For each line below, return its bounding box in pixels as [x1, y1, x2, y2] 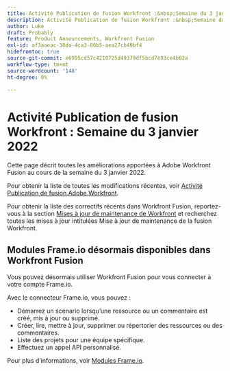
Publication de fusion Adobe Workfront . [7, 189, 119, 198]
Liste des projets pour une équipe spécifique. [16, 336, 145, 344]
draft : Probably [7, 29, 53, 36]
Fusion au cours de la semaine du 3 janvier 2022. [7, 169, 146, 177]
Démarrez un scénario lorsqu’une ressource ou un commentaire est [16, 307, 208, 315]
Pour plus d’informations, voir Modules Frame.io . [7, 357, 144, 365]
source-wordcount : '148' [7, 67, 78, 74]
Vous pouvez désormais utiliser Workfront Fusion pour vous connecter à [7, 273, 212, 281]
